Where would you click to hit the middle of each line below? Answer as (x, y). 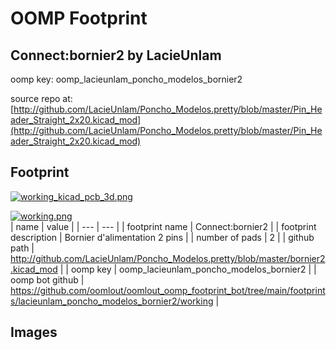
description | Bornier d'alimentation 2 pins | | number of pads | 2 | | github (162, 237)
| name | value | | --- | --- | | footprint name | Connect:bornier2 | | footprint (163, 226)
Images (34, 332)
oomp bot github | (47, 279)
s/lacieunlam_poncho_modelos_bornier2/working (112, 301)
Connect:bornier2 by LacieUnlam (116, 55)
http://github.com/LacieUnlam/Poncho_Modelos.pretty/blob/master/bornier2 (168, 258)
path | (22, 248)
